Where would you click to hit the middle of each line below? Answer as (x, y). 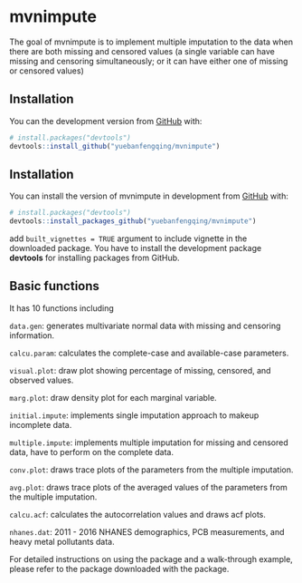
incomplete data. (41, 424)
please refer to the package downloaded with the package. (119, 568)
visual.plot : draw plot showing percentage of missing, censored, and (140, 370)
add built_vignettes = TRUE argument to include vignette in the (128, 238)
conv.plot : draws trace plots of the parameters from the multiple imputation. (151, 470)
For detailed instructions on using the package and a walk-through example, (151, 559)
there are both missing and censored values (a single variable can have (142, 51)
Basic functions (54, 286)
